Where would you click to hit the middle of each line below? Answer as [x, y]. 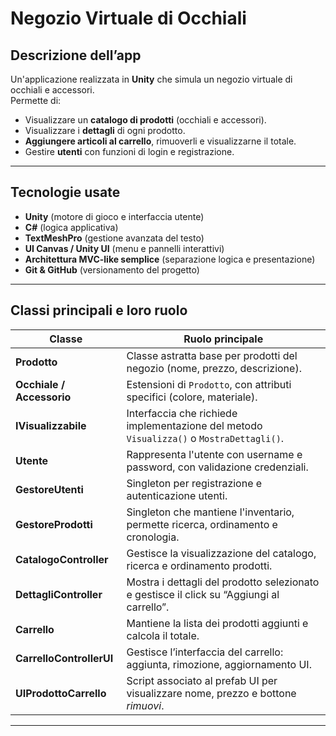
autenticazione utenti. [177, 495]
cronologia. [153, 537]
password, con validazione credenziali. [217, 467]
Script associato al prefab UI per [202, 680]
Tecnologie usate [65, 192]
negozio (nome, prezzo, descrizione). [214, 368]
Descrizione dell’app [76, 55]
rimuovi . [145, 705]
